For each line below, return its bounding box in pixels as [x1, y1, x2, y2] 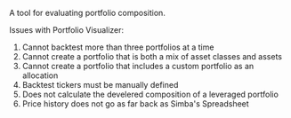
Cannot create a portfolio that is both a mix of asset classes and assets [21, 51, 283, 61]
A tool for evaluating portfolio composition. [9, 8, 166, 18]
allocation [21, 70, 59, 81]
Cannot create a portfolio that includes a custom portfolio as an [21, 61, 255, 71]
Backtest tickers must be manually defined [21, 80, 179, 90]
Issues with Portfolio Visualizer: [9, 25, 125, 35]
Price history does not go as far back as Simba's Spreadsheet [21, 98, 249, 109]
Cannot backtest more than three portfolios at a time [21, 42, 214, 52]
